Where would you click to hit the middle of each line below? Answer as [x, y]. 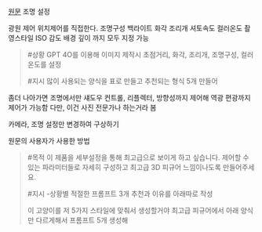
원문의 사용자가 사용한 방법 [49, 141]
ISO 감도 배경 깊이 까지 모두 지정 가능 [92, 38]
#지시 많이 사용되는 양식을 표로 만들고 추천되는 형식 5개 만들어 [122, 81]
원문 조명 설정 [29, 11]
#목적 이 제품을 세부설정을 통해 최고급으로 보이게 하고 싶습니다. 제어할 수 [138, 158]
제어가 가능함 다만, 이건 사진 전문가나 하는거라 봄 [82, 107]
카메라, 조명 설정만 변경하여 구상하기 [64, 124]
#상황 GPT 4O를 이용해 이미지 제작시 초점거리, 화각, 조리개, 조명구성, [133, 54]
